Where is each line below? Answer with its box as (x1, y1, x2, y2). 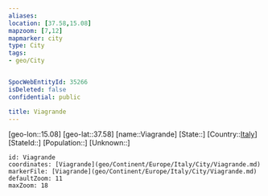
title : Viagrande (8, 108, 67, 116)
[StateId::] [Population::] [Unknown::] (8, 138, 130, 148)
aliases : (8, 11, 38, 20)
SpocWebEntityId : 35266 (8, 78, 89, 86)
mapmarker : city (8, 34, 63, 43)
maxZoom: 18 (8, 182, 48, 190)
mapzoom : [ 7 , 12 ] (8, 27, 63, 35)
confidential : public (8, 93, 81, 101)
